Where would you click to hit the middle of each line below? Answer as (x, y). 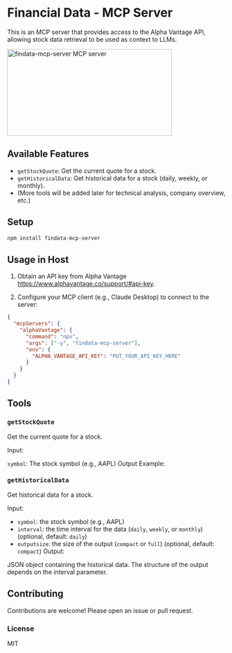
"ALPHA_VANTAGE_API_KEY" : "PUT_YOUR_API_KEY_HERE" (107, 356)
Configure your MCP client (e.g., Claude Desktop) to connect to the (113, 297)
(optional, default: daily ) (52, 536)
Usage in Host (38, 259)
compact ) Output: (41, 551)
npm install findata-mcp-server (54, 238)
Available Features (48, 154)
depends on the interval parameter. (57, 572)
